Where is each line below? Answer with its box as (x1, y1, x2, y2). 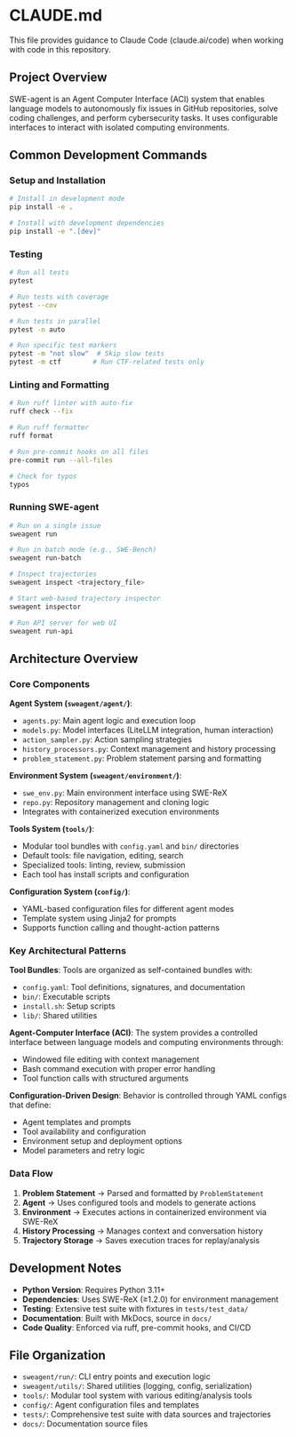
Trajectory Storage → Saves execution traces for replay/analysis (21, 1234, 260, 1245)
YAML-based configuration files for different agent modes (21, 904, 235, 914)
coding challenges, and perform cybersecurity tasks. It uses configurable (9, 112, 278, 123)
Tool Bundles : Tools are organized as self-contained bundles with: (9, 965, 253, 976)
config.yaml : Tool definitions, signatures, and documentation (21, 982, 246, 993)
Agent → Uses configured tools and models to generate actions (21, 1197, 256, 1208)
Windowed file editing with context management (21, 1054, 200, 1065)
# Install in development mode (9, 195, 125, 204)
